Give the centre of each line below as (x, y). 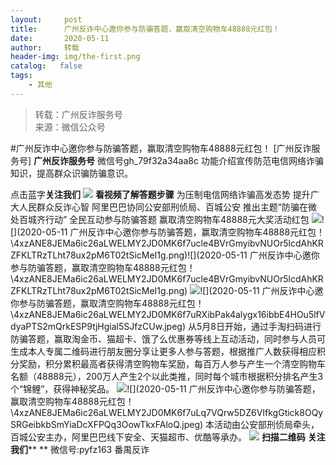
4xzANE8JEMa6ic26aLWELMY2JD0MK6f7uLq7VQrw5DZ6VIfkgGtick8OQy (168, 412)
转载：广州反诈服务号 (78, 114)
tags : (21, 76)
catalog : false (46, 66)
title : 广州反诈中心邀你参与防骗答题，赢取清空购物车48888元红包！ (145, 29)
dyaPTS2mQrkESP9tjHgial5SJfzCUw (86, 326)
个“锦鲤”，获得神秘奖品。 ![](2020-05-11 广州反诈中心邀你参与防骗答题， (165, 388)
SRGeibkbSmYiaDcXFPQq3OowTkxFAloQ (95, 424)
